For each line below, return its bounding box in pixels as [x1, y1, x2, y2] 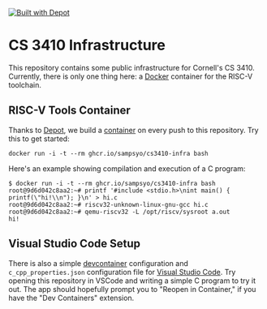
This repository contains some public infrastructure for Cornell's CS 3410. [8, 62, 256, 72]
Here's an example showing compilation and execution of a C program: [8, 163, 246, 174]
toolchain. [8, 79, 42, 89]
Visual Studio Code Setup [8, 237, 140, 251]
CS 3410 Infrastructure [8, 36, 166, 54]
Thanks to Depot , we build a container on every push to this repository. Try [8, 125, 259, 135]
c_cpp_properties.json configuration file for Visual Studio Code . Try [8, 267, 236, 277]
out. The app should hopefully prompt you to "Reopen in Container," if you [8, 284, 256, 294]
